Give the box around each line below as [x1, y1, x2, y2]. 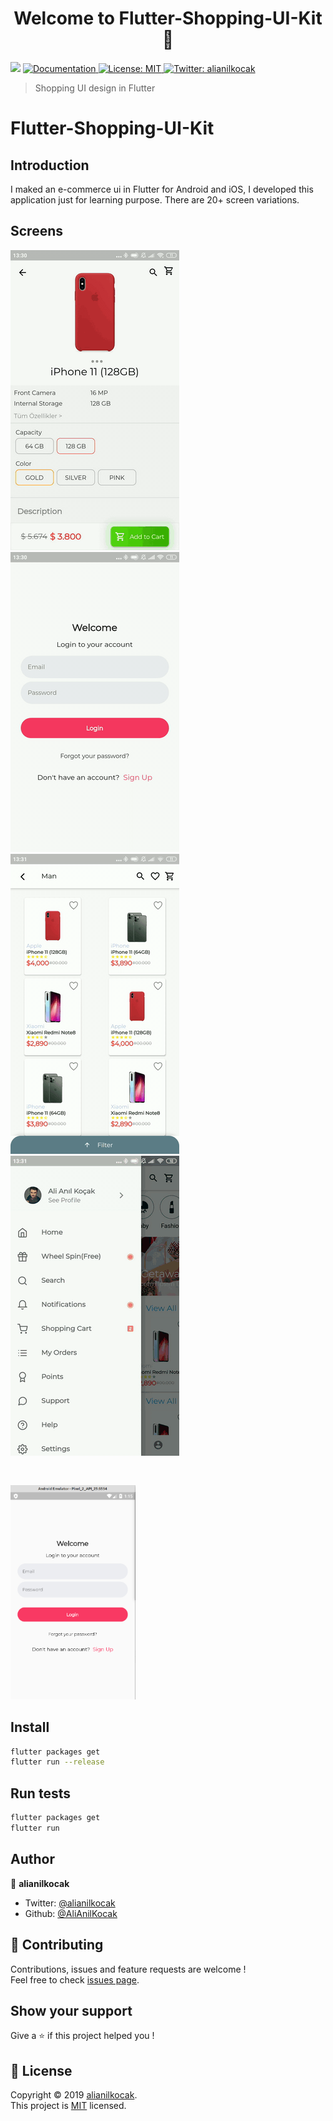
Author [10, 1851, 55, 1868]
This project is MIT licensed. [10, 2100, 127, 2112]
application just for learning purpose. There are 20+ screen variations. [10, 193, 300, 206]
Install [10, 1719, 50, 1736]
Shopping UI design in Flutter [34, 82, 156, 94]
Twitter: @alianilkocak [24, 1897, 116, 1909]
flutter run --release [10, 1757, 105, 1767]
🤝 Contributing [10, 1937, 104, 1954]
